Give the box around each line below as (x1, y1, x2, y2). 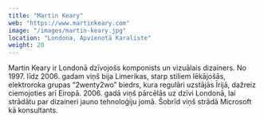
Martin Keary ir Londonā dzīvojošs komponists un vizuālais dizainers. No (8, 63, 247, 72)
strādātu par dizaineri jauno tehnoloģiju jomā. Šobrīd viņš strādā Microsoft (8, 97, 252, 107)
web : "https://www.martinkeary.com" (8, 19, 130, 27)
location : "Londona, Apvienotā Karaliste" (8, 33, 152, 42)
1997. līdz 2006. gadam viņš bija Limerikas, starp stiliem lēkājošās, (8, 72, 226, 81)
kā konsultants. (8, 105, 58, 115)
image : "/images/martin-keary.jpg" (8, 26, 127, 34)
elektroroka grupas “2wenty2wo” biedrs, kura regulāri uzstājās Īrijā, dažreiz (8, 80, 257, 90)
